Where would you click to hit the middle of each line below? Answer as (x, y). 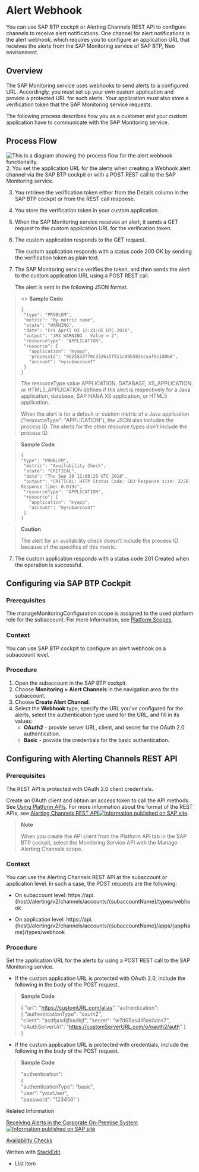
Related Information (30, 1111)
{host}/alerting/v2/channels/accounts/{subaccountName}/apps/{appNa (103, 926)
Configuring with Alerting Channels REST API (92, 759)
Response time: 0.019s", (51, 487)
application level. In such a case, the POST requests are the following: (91, 883)
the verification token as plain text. (57, 258)
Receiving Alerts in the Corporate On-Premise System (72, 1122)
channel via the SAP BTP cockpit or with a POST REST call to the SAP (91, 174)
